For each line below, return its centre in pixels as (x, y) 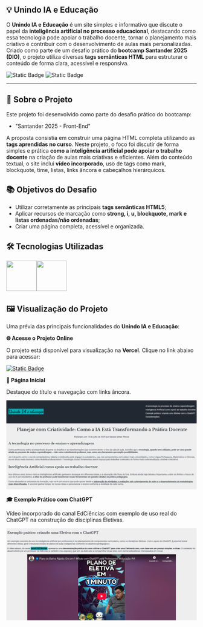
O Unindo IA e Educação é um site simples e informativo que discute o (95, 24)
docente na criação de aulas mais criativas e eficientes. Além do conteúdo (99, 157)
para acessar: (23, 357)
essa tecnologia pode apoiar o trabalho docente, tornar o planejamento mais (101, 37)
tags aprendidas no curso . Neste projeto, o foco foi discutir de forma (93, 144)
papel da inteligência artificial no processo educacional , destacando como (101, 31)
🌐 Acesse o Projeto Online (40, 338)
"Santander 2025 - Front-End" (53, 126)
